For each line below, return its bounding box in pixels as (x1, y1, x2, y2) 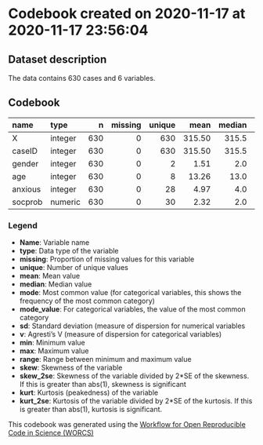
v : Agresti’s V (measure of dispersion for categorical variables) (19, 330, 222, 339)
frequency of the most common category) (19, 296, 155, 306)
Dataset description (8, 53, 107, 66)
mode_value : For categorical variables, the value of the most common (19, 305, 246, 314)
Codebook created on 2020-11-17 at (8, 5, 246, 23)
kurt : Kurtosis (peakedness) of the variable (19, 388, 159, 397)
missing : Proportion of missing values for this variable (19, 254, 195, 264)
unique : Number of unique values (19, 263, 129, 272)
